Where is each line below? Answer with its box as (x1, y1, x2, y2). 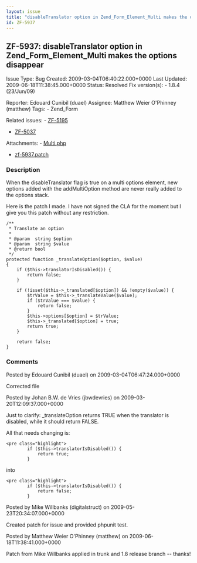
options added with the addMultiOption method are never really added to (6, 185, 182, 192)
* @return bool (8, 246, 46, 252)
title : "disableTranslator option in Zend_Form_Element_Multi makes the (6, 14, 188, 20)
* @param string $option (8, 236, 72, 242)
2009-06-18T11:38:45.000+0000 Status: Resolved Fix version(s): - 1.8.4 (6, 82, 180, 89)
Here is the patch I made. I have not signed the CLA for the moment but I (6, 203, 181, 210)
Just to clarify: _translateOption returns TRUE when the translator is (6, 411, 169, 418)
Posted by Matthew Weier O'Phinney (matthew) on (6, 532, 128, 539)
